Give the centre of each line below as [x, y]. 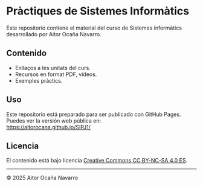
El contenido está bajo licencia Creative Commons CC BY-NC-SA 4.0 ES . [97, 161]
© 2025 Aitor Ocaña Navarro [42, 178]
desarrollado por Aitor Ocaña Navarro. [54, 34]
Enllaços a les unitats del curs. [53, 68]
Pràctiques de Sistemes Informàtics [98, 11]
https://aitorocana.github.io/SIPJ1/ [48, 127]
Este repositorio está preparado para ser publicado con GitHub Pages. [94, 114]
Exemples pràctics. [39, 80]
